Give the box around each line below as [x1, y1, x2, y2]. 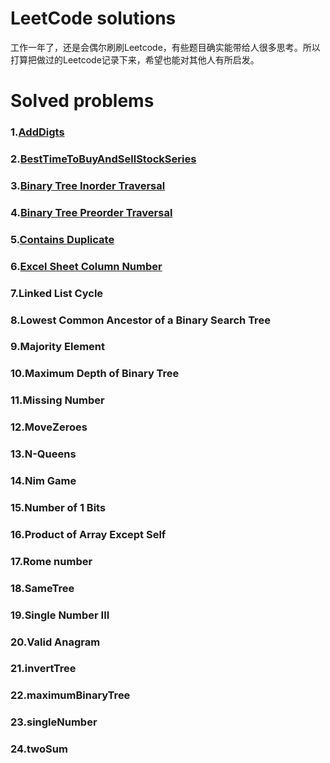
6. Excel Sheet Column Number [10, 259, 163, 273]
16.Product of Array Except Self [10, 527, 167, 541]
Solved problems [10, 90, 155, 112]
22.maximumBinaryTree [10, 688, 131, 702]
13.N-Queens [10, 447, 77, 461]
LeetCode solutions [10, 7, 177, 30]
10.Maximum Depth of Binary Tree [10, 367, 180, 381]
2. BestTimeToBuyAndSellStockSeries [10, 152, 197, 166]
